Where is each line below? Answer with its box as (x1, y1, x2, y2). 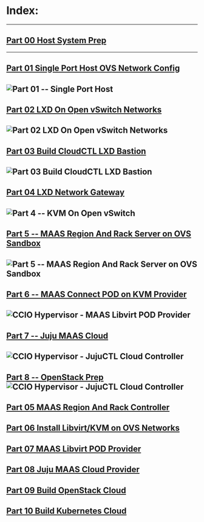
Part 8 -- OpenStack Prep (6, 372, 104, 383)
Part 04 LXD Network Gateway (6, 187, 125, 198)
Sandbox (6, 238, 41, 249)
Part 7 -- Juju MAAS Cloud (6, 330, 109, 341)
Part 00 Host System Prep (6, 35, 107, 46)
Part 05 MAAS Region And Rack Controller (6, 403, 170, 412)
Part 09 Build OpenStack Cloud (6, 485, 126, 495)
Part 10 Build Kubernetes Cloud (6, 506, 127, 516)
